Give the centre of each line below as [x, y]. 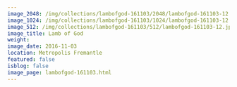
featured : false [31, 60]
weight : [19, 40]
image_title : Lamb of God [45, 33]
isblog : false [28, 66]
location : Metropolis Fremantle [55, 53]
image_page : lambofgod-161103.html [60, 72]
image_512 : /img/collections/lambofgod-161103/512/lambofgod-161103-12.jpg [121, 27]
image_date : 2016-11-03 [42, 46]
